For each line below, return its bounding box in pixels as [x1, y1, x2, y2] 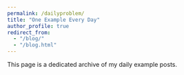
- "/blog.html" [13, 42, 57, 48]
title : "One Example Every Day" [7, 16, 100, 23]
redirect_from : [7, 29, 51, 36]
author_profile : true [7, 22, 70, 29]
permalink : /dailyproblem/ [7, 10, 85, 17]
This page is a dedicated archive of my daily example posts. [7, 61, 178, 68]
